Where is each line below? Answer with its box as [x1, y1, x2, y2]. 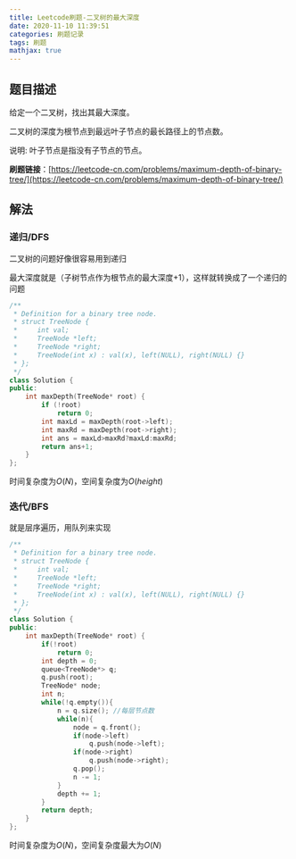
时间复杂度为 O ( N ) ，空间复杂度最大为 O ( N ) [9, 840, 162, 851]
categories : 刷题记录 [9, 29, 85, 38]
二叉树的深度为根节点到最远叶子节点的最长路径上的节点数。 [9, 126, 228, 137]
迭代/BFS [9, 501, 49, 513]
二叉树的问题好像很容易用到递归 [9, 253, 127, 263]
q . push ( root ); [41, 673, 94, 682]
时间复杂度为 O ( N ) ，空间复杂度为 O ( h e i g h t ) [9, 476, 163, 487]
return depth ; [41, 805, 94, 815]
